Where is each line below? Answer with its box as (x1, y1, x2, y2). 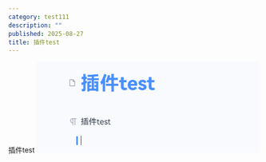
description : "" (8, 21, 62, 30)
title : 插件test (8, 38, 60, 46)
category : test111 (8, 13, 69, 21)
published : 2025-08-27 (8, 30, 84, 38)
